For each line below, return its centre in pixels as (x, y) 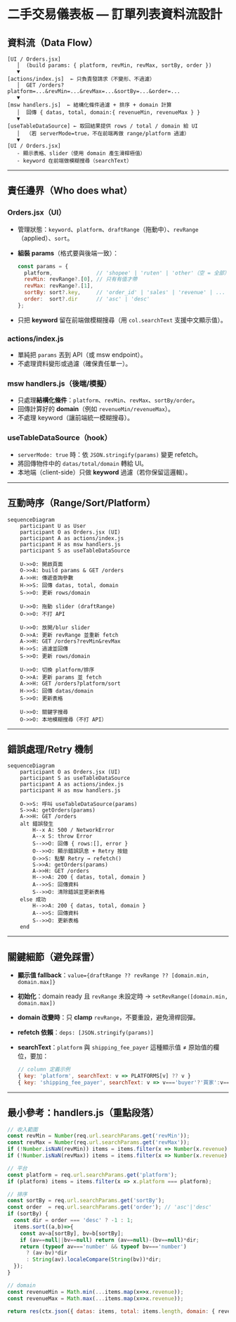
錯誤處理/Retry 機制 (50, 749)
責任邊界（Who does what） (70, 191)
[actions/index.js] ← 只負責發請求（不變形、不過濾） (81, 79)
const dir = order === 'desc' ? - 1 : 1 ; (73, 1221)
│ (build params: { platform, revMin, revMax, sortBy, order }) (114, 65)
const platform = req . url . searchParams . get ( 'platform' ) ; (92, 1175)
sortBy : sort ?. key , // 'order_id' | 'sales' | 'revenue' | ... (125, 293)
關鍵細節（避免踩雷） (53, 957)
